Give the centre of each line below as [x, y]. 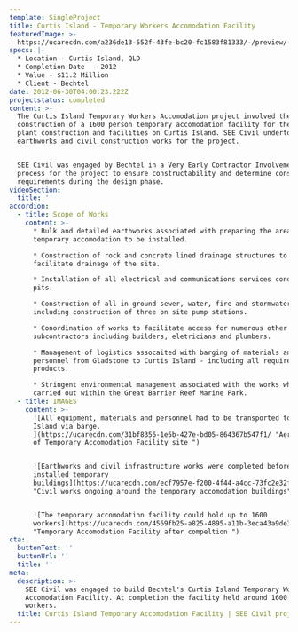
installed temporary [71, 475]
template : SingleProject [55, 17]
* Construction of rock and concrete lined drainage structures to [160, 255]
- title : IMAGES [47, 401]
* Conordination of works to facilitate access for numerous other [160, 328]
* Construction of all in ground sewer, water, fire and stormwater [162, 304]
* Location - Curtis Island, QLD [79, 59]
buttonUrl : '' [43, 557]
